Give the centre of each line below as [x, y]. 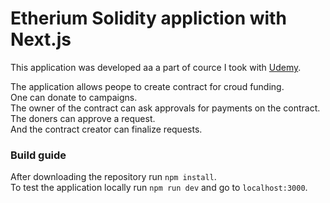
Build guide [38, 155]
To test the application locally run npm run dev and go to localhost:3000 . [159, 188]
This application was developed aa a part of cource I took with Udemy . [156, 67]
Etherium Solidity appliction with [148, 18]
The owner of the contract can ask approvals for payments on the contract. [165, 108]
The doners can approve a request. [83, 118]
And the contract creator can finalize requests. [106, 129]
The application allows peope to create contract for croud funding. [147, 86]
